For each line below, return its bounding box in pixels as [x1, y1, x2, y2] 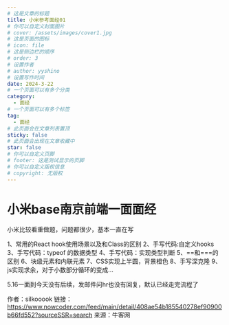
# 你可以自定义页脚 [7, 150, 55, 158]
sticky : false [7, 131, 48, 138]
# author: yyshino [7, 67, 60, 74]
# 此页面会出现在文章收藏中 [7, 138, 76, 145]
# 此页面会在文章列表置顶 [7, 125, 70, 132]
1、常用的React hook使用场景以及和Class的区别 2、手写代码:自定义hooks [7, 240, 215, 248]
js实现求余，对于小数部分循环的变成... [7, 266, 113, 274]
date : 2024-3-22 [7, 80, 54, 87]
